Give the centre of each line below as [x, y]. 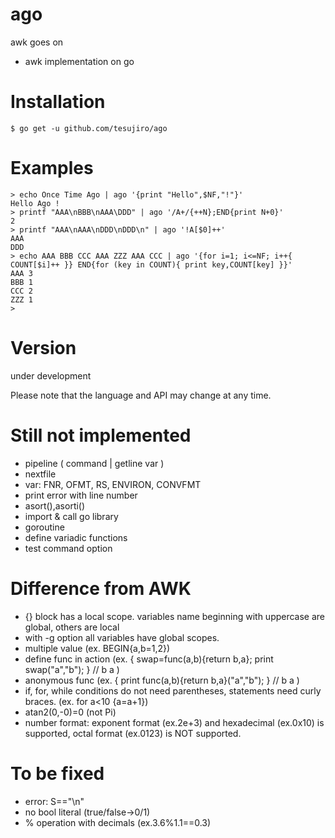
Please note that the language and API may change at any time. [141, 395]
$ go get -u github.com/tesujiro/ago [89, 128]
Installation [58, 102]
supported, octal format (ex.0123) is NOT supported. [133, 733]
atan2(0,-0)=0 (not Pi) [70, 712]
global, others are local [72, 627]
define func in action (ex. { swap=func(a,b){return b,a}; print [149, 659]
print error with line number [81, 495]
